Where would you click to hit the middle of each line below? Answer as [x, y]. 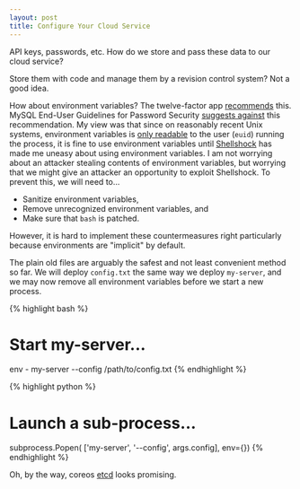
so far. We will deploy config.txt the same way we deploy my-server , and [146, 272]
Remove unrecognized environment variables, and [115, 208]
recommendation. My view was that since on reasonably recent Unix [136, 124]
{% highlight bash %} [49, 308]
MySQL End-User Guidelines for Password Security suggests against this [145, 115]
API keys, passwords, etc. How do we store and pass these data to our [140, 51]
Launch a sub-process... [103, 423]
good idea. [29, 88]
